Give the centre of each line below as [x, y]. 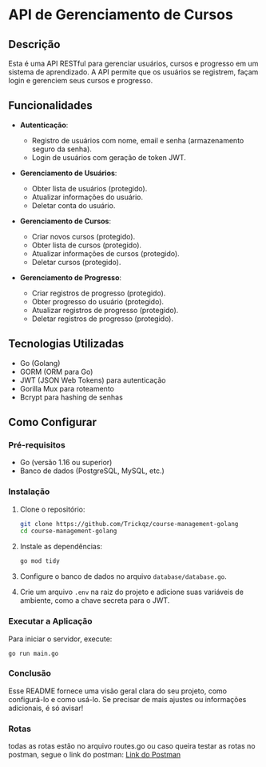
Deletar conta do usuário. [73, 205]
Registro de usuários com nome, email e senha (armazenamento [138, 140]
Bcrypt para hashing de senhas [71, 397]
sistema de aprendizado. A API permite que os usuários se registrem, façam [133, 72]
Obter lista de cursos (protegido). [87, 245]
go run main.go [34, 653]
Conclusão [30, 673]
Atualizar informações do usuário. [87, 197]
